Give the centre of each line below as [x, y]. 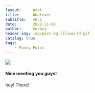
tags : [11, 43]
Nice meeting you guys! [31, 74]
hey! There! [17, 85]
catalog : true [20, 39]
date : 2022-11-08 [31, 24]
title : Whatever [28, 15]
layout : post [24, 10]
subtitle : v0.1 [24, 19]
